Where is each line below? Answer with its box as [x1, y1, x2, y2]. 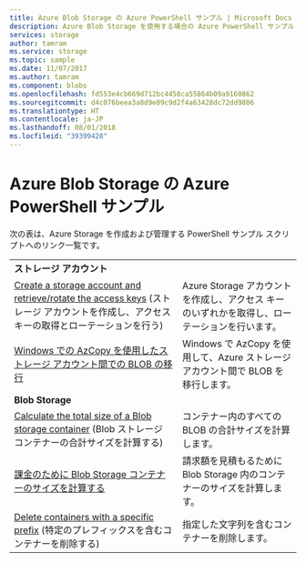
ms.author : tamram [9, 73, 79, 82]
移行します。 [181, 378, 237, 391]
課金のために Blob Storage [14, 467, 127, 480]
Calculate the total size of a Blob [14, 409, 152, 422]
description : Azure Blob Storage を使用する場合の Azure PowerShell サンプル [9, 22, 295, 31]
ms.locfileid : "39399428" [9, 132, 107, 141]
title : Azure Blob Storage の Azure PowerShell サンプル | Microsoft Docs [9, 13, 292, 23]
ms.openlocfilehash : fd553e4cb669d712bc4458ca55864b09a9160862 [9, 89, 255, 98]
